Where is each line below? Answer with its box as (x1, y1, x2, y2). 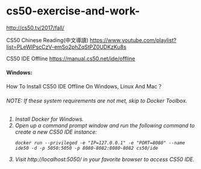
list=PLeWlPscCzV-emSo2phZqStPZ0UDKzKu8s (6, 43, 126, 51)
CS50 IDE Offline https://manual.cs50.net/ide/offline (6, 55, 135, 62)
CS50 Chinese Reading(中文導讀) (6, 36, 89, 43)
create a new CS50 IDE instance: (14, 128, 97, 136)
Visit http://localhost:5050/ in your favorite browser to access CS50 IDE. (14, 156, 195, 163)
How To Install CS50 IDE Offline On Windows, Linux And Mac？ (6, 83, 163, 90)
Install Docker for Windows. (14, 115, 84, 123)
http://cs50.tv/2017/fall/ (6, 24, 64, 31)
